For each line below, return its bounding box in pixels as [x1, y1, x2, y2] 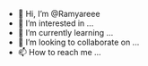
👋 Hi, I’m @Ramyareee [17, 9, 100, 19]
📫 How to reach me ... [17, 47, 101, 57]
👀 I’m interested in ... [17, 18, 94, 29]
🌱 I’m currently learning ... [17, 28, 114, 37]
